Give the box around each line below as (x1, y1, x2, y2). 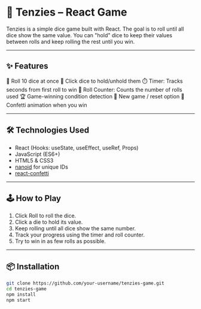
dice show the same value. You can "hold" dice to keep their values (6, 31, 172, 38)
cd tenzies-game (6, 286, 47, 292)
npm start (6, 297, 31, 303)
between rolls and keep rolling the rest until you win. (6, 38, 135, 45)
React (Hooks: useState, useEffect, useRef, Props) (14, 144, 139, 151)
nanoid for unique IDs (14, 163, 69, 170)
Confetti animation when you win (6, 101, 87, 109)
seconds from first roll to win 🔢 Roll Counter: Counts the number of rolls (6, 86, 182, 93)
